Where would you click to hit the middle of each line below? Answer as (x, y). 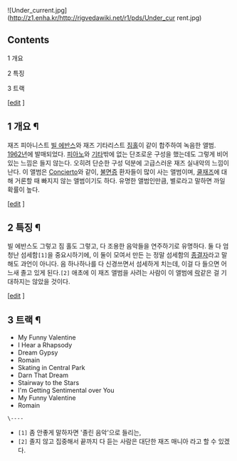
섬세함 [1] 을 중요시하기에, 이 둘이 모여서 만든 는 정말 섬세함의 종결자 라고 (120, 255)
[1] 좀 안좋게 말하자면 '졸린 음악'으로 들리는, (79, 433)
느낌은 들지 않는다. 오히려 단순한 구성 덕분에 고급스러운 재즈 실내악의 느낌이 (125, 163)
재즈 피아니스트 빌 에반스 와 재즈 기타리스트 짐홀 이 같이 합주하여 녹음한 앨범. (112, 145)
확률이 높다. (24, 189)
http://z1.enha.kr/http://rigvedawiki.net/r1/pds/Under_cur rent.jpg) (106, 18)
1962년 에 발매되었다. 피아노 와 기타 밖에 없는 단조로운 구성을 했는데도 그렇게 (111, 154)
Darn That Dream (43, 375)
